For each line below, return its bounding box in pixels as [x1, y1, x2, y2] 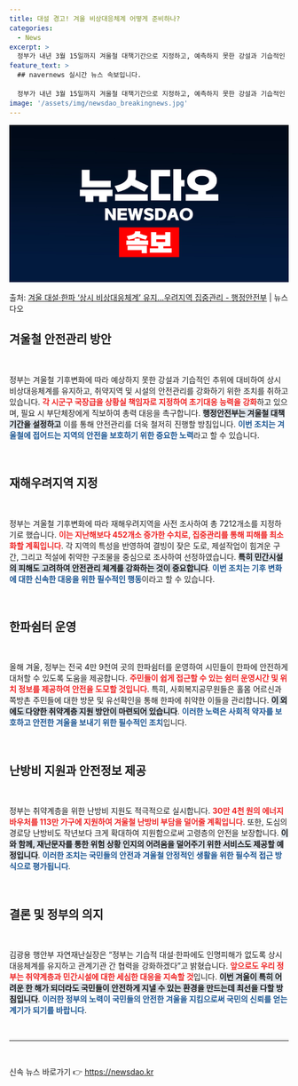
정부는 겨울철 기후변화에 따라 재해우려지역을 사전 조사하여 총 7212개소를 [9, 518, 259, 529]
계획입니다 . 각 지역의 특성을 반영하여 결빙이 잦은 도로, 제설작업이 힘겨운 [25, 540, 271, 551]
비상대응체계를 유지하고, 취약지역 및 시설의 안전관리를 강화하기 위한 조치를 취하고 [9, 385, 289, 395]
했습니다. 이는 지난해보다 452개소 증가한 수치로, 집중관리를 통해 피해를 [25, 529, 268, 539]
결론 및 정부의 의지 [9, 906, 104, 922]
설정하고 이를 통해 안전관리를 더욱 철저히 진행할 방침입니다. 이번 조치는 [32, 419, 277, 429]
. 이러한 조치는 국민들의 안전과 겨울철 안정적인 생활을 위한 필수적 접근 [37, 850, 273, 861]
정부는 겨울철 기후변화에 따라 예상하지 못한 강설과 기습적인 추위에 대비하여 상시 [9, 374, 282, 385]
